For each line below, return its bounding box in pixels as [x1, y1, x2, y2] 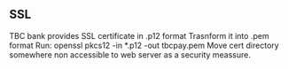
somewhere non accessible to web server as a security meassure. [9, 49, 251, 60]
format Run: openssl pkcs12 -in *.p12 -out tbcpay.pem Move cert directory [9, 40, 279, 50]
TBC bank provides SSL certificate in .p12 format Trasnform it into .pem [9, 30, 269, 41]
